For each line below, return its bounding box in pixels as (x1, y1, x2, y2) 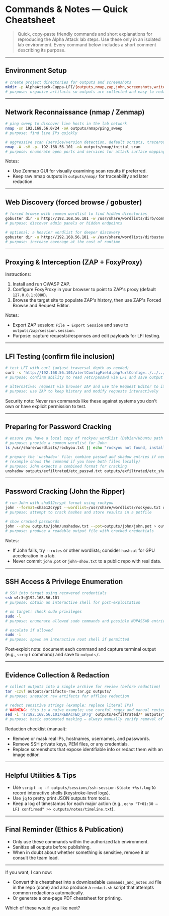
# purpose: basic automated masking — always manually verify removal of (5, 717, 163, 722)
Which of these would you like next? (5, 904, 80, 911)
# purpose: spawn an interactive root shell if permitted (5, 637, 129, 642)
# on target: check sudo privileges (5, 609, 82, 614)
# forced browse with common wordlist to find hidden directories (5, 211, 147, 216)
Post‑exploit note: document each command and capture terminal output (5, 646, 156, 652)
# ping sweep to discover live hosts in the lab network (5, 121, 127, 127)
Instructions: (5, 271, 31, 277)
